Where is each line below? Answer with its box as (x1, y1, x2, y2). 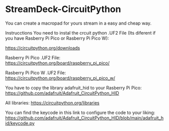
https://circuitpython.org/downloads (5, 45, 80, 51)
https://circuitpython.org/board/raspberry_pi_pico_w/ (5, 75, 116, 81)
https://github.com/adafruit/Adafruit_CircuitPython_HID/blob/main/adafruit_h (5, 114, 164, 121)
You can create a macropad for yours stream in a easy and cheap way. (5, 20, 152, 26)
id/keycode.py (5, 120, 35, 126)
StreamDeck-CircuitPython (5, 4, 121, 15)
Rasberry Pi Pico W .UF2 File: (5, 69, 66, 76)
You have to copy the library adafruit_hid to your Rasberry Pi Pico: (5, 84, 142, 91)
